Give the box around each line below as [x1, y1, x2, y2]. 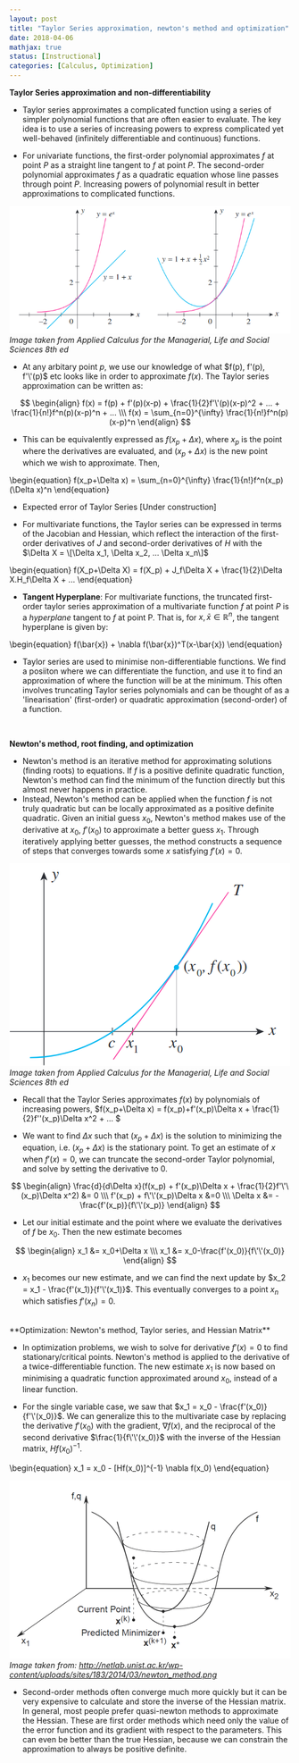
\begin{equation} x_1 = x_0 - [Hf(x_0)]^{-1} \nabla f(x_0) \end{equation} [9, 1462, 270, 1473]
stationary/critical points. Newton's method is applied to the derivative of [21, 1351, 290, 1362]
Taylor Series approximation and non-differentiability [9, 88, 212, 97]
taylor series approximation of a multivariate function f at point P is [44, 600, 290, 611]
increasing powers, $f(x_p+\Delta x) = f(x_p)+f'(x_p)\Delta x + [21, 1104, 251, 1114]
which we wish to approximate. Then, [21, 457, 161, 468]
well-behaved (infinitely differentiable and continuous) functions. [21, 133, 261, 143]
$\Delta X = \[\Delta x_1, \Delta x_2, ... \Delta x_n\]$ [21, 547, 209, 558]
